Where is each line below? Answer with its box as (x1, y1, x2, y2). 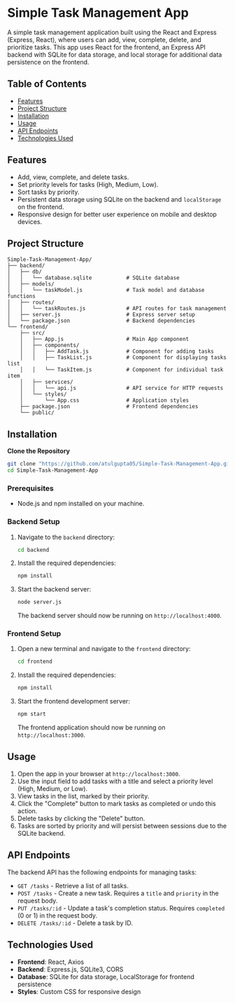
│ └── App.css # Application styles (20, 397, 190, 404)
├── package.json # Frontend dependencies (20, 403, 199, 410)
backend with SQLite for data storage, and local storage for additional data (7, 50, 222, 59)
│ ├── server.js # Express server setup (7, 311, 196, 318)
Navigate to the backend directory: (17, 533, 115, 541)
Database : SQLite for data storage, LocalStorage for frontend (17, 972, 194, 981)
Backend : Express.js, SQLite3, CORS (17, 965, 124, 974)
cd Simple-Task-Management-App (7, 467, 99, 474)
